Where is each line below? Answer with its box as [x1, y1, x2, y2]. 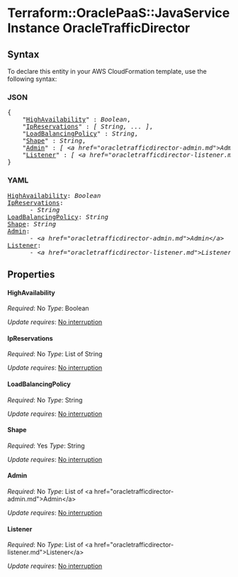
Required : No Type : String [7, 395, 83, 404]
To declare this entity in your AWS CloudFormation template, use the [7, 67, 207, 75]
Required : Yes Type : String [7, 441, 85, 450]
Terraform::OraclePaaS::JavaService [7, 5, 230, 21]
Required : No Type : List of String [7, 350, 103, 358]
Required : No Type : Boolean [7, 304, 90, 313]
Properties [7, 268, 55, 280]
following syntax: [7, 75, 57, 83]
